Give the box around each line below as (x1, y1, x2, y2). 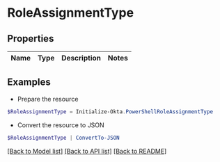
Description (61, 54, 101, 63)
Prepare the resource (17, 95, 79, 103)
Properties (7, 33, 54, 44)
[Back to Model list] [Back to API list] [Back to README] (7, 147, 167, 155)
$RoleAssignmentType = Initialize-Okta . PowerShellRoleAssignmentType (7, 108, 214, 115)
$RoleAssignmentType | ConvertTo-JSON (7, 134, 120, 141)
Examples (7, 76, 51, 88)
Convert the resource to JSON (17, 120, 104, 129)
